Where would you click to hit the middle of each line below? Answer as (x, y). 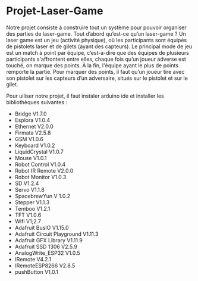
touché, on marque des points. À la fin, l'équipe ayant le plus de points (92, 65)
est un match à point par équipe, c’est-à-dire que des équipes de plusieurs (98, 52)
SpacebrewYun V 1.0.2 (42, 196)
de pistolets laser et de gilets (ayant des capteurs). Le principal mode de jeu (99, 46)
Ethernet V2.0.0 (34, 126)
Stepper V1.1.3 (32, 202)
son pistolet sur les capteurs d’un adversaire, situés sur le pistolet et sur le (97, 78)
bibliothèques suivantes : (37, 102)
